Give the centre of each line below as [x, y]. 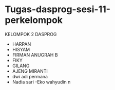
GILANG [21, 66]
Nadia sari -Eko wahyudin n [41, 82]
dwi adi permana [30, 76]
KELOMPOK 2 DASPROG [31, 34]
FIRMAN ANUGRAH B [35, 55]
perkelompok [34, 20]
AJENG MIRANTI [30, 71]
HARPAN [22, 44]
